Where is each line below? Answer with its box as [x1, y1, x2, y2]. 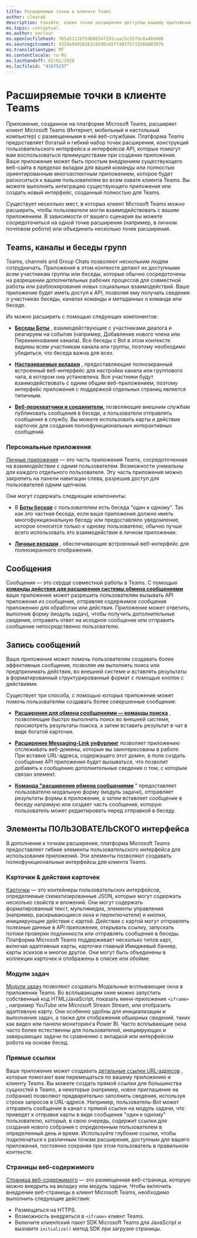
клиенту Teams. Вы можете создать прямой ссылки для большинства [6, 1079, 182, 1086]
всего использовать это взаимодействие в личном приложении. [14, 529, 177, 536]
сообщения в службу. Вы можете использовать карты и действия [14, 416, 181, 423]
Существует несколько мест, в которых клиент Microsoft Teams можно [6, 200, 185, 207]
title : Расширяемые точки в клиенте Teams [6, 8, 111, 15]
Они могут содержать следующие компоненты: [6, 493, 127, 500]
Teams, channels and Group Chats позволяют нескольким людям [6, 258, 169, 265]
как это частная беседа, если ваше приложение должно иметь [14, 510, 174, 517]
